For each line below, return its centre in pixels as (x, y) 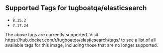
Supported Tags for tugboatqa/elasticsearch (76, 8)
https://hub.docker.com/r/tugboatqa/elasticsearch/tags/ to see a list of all (81, 40)
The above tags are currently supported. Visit (52, 34)
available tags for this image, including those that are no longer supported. (82, 45)
